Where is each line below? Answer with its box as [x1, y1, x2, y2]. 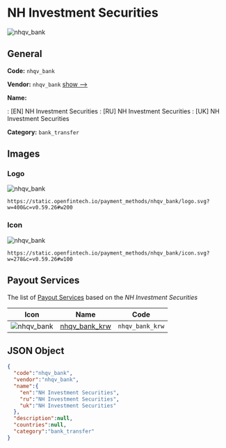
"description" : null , [13, 415, 73, 422]
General [7, 48, 43, 60]
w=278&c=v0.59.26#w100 [7, 255, 73, 262]
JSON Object [7, 344, 65, 356]
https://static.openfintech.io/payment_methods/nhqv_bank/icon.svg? [7, 249, 210, 257]
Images [7, 148, 40, 160]
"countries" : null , [13, 422, 67, 429]
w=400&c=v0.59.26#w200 [7, 204, 73, 211]
